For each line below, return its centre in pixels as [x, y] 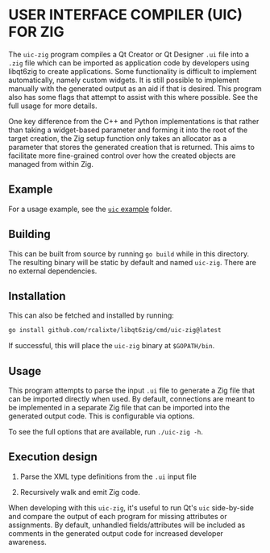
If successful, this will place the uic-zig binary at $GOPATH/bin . [112, 346]
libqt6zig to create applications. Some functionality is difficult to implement [133, 71]
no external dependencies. [53, 271]
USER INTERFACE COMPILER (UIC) [126, 15]
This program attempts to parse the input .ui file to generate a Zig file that [132, 391]
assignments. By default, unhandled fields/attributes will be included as [127, 525]
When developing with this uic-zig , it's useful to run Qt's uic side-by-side [131, 507]
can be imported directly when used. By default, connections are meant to [132, 399]
